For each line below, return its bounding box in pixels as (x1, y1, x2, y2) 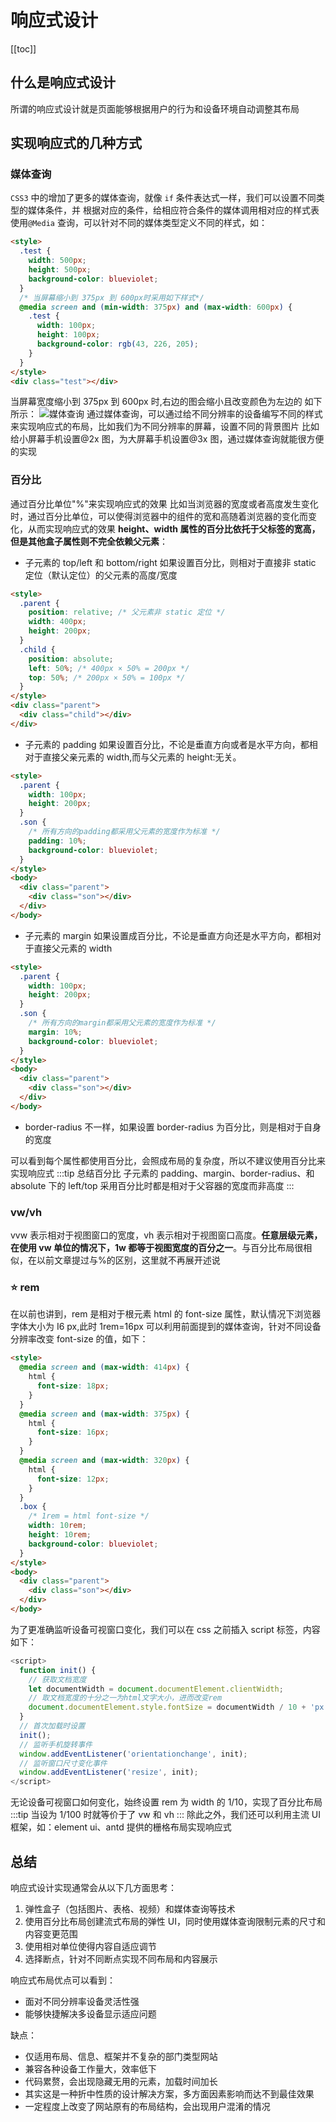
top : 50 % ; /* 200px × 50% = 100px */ (28, 672, 186, 683)
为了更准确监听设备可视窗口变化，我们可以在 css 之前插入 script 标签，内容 (10, 1623, 321, 1635)
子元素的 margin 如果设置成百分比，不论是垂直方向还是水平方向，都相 (24, 929, 313, 941)
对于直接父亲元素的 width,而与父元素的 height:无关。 (24, 751, 242, 763)
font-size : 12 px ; (36, 1474, 110, 1484)
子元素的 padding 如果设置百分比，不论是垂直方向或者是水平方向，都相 (24, 738, 318, 750)
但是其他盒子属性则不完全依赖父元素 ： (10, 535, 168, 547)
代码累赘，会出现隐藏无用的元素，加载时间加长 (24, 2076, 218, 2088)
